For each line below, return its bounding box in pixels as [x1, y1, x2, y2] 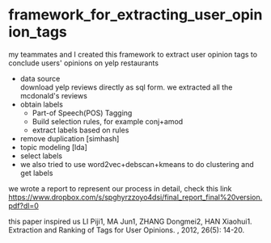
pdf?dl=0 [8, 200, 39, 211]
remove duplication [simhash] [19, 133, 120, 143]
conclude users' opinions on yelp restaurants [8, 58, 159, 68]
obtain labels [19, 99, 63, 109]
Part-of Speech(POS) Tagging [32, 107, 133, 118]
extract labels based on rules [32, 125, 129, 135]
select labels [19, 151, 63, 161]
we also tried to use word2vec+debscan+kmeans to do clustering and [19, 159, 255, 169]
